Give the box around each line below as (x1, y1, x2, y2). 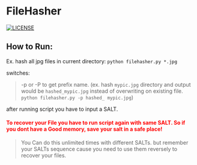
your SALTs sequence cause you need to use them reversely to (20, 145, 178, 152)
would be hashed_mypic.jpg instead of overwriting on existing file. (20, 87, 183, 95)
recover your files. (20, 152, 67, 159)
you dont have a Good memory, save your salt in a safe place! (6, 125, 163, 133)
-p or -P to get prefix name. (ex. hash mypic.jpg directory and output (20, 81, 191, 88)
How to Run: (6, 42, 53, 52)
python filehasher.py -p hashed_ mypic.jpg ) (20, 93, 134, 101)
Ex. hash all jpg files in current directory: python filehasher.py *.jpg (6, 57, 178, 64)
